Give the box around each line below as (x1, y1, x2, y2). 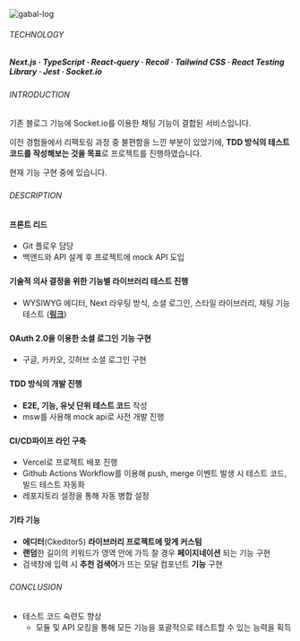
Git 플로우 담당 (21, 240, 74, 251)
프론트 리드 (9, 219, 47, 230)
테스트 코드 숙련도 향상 (21, 611, 102, 621)
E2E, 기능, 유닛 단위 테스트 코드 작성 (21, 400, 148, 411)
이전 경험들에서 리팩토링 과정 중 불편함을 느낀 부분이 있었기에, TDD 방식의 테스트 (9, 137, 290, 148)
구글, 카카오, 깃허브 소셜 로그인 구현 (21, 354, 147, 365)
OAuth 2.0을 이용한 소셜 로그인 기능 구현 (9, 333, 152, 343)
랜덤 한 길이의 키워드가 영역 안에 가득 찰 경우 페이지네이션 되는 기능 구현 (21, 547, 271, 558)
